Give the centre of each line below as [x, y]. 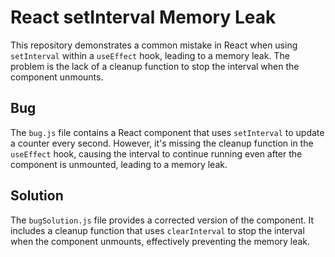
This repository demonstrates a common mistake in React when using [154, 45]
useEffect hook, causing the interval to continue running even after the [156, 153]
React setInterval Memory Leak [143, 17]
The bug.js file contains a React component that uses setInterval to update [167, 132]
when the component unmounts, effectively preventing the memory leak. [160, 241]
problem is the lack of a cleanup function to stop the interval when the [155, 66]
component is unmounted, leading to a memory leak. [119, 164]
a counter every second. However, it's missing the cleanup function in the [162, 143]
